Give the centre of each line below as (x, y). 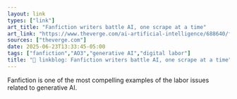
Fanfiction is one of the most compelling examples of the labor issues (108, 80)
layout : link (26, 14)
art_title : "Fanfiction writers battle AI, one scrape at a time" (107, 27)
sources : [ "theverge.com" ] (47, 40)
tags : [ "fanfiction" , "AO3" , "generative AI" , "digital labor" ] (99, 54)
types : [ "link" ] (31, 21)
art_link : (22, 34)
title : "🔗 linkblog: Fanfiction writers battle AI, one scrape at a (110, 60)
